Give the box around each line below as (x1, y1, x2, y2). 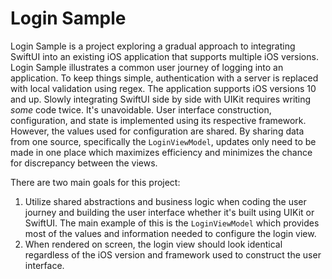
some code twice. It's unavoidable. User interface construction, (10, 103, 272, 116)
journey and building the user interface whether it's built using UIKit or (24, 206, 315, 218)
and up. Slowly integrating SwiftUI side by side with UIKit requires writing (10, 93, 312, 105)
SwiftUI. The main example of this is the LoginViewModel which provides (24, 217, 320, 229)
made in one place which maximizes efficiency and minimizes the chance (10, 146, 313, 158)
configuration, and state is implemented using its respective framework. (10, 114, 307, 126)
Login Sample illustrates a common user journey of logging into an (10, 61, 284, 73)
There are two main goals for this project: (10, 176, 181, 188)
